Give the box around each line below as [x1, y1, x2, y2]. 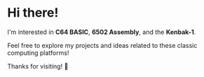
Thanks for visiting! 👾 [7, 62, 69, 70]
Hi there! [7, 5, 59, 21]
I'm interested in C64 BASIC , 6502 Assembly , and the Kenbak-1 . [7, 28, 196, 36]
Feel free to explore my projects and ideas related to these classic [7, 41, 198, 49]
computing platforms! [7, 49, 69, 57]
